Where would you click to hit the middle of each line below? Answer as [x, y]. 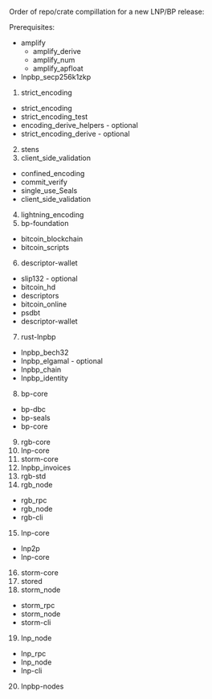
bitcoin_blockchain [52, 239]
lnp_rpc [33, 654]
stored [31, 581]
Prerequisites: [32, 27]
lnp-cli [31, 670]
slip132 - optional [49, 278]
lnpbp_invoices [46, 467]
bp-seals [35, 418]
